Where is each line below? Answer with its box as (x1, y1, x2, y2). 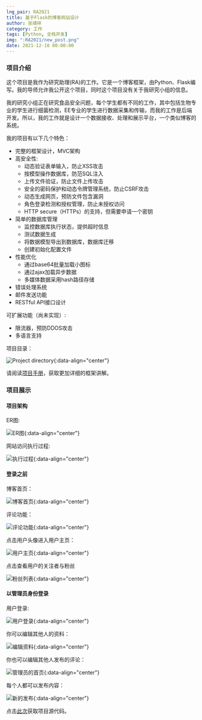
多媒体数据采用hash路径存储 (24, 276, 95, 283)
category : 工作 (6, 25, 43, 32)
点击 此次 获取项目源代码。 (6, 707, 70, 715)
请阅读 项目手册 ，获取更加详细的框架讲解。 (6, 370, 112, 377)
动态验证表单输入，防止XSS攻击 (24, 163, 104, 170)
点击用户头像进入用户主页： (6, 536, 75, 543)
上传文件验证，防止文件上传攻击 (24, 178, 104, 185)
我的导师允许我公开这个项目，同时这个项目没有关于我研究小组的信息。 (17, 86, 191, 94)
